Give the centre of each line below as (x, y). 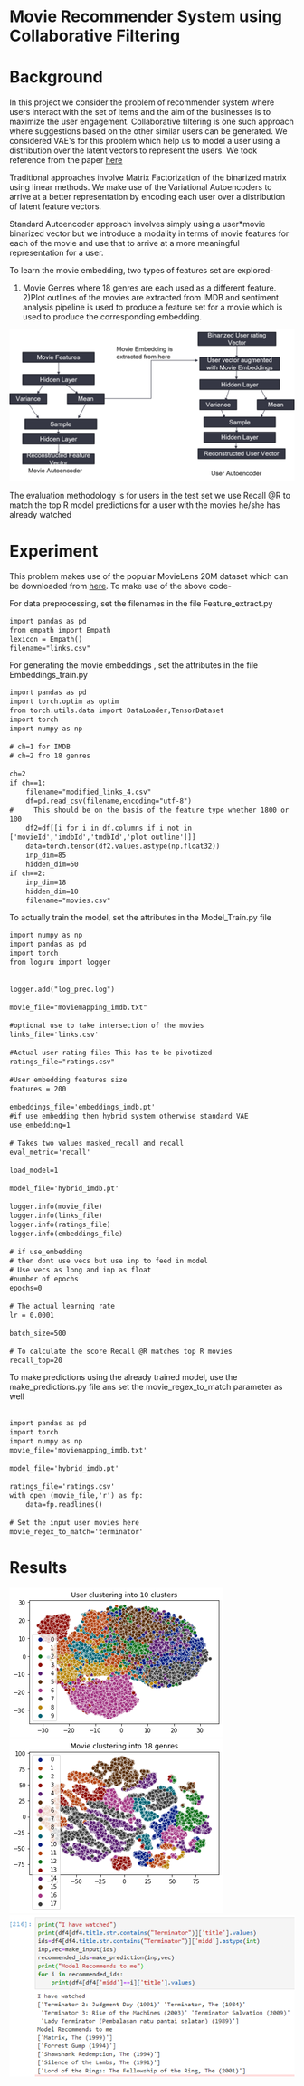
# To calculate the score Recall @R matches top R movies (121, 1351)
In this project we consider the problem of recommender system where (142, 102)
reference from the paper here (66, 160)
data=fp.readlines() (64, 1504)
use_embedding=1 (40, 1125)
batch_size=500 (38, 1333)
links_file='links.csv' (54, 1034)
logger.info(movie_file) (56, 1206)
